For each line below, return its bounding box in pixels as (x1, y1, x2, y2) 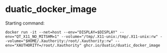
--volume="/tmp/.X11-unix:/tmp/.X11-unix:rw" (61, 34, 158, 39)
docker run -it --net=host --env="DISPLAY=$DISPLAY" (5, 29, 118, 34)
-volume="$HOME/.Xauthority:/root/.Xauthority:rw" (5, 38, 113, 43)
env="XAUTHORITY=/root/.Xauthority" (5, 42, 82, 48)
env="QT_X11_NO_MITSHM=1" (5, 34, 59, 39)
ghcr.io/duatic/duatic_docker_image (83, 42, 160, 48)
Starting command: (5, 20, 45, 26)
